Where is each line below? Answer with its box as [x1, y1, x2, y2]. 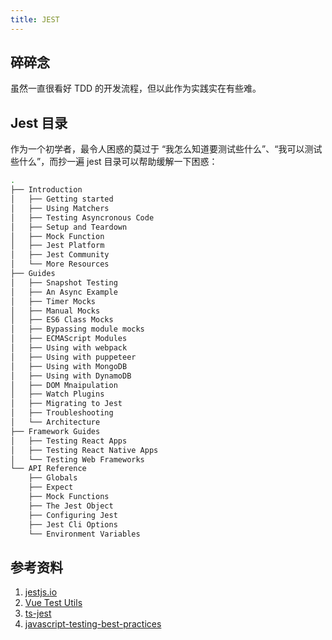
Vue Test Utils [24, 597, 83, 609]
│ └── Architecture [10, 417, 101, 427]
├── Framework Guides [10, 426, 101, 436]
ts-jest [24, 607, 52, 620]
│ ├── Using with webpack [10, 343, 128, 353]
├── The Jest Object [28, 501, 114, 511]
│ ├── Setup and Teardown [10, 222, 128, 232]
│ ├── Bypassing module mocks [10, 324, 145, 335]
